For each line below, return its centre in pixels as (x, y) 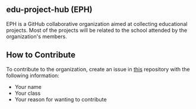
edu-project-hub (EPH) (49, 10)
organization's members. (37, 36)
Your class (28, 93)
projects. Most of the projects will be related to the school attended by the (97, 30)
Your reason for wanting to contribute (61, 99)
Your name (28, 87)
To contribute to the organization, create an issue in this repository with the (98, 69)
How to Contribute (41, 55)
